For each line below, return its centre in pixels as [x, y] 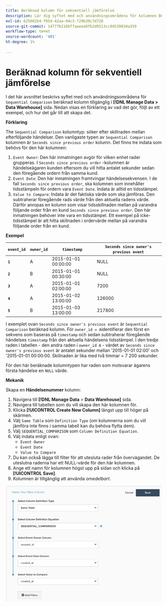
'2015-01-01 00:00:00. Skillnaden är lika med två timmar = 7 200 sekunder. [82, 356]
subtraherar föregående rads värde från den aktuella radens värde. [81, 199]
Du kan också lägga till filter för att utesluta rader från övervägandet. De [86, 457]
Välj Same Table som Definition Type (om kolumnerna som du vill [79, 420]
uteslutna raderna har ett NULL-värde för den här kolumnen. [74, 462]
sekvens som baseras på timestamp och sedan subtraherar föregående [78, 334]
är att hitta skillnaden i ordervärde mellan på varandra [92, 221]
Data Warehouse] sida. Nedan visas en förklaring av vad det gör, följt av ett [83, 107]
